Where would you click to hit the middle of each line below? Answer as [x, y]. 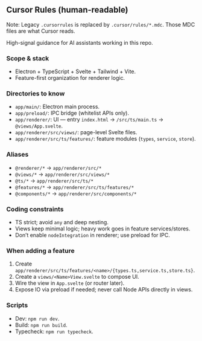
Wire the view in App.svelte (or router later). [70, 283]
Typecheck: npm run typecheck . [54, 331]
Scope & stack [28, 58]
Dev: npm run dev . [37, 318]
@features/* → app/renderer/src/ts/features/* [74, 187]
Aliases [17, 155]
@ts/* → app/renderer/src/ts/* [54, 180]
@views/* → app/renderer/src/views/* [62, 174]
